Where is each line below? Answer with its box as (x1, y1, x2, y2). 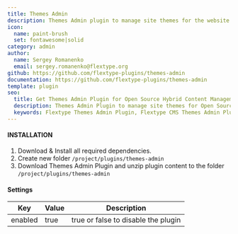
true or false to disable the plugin (71, 215, 181, 225)
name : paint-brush (13, 30, 69, 37)
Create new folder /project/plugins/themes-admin (17, 153, 164, 163)
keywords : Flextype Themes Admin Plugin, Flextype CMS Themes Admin (13, 109, 220, 116)
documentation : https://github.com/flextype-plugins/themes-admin (7, 76, 208, 83)
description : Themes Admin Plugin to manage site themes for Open (13, 103, 214, 110)
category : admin (7, 43, 55, 50)
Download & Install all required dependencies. (17, 146, 152, 155)
